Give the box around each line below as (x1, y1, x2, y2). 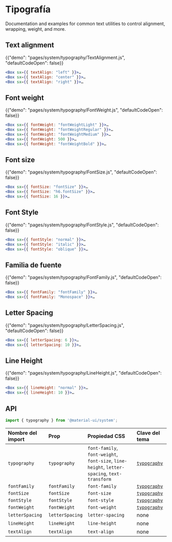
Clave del (136, 429, 160, 436)
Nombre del (8, 429, 37, 436)
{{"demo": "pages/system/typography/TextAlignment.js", (5, 54, 125, 60)
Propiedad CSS (88, 432, 125, 440)
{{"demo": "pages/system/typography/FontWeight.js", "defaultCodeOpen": (5, 107, 163, 113)
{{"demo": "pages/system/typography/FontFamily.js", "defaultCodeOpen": (5, 274, 162, 280)
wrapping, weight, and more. (5, 26, 66, 32)
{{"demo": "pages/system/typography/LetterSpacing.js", (5, 322, 124, 328)
